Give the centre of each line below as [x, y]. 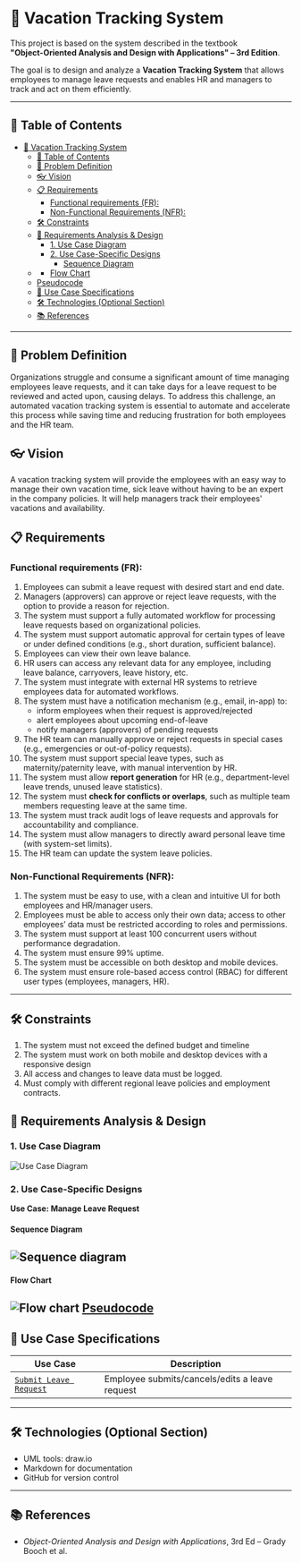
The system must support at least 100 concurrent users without [140, 934]
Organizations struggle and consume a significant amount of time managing [150, 377]
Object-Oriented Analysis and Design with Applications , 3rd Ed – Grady [155, 1541]
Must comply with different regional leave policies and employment [146, 1083]
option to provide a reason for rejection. [96, 606]
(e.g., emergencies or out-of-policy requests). [108, 749]
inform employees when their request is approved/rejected [144, 711]
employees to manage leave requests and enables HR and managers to [141, 79]
